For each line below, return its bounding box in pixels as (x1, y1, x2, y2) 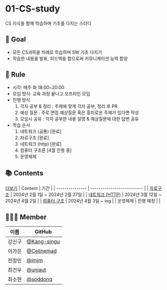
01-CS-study (5, 3, 60, 15)
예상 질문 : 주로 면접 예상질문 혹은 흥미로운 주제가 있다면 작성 (20, 109, 139, 116)
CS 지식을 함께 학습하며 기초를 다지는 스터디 (5, 20, 92, 26)
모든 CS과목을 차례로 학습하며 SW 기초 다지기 (12, 49, 102, 55)
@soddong (27, 276, 53, 283)
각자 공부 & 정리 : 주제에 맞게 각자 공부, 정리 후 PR (20, 103, 118, 109)
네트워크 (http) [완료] (20, 141, 62, 147)
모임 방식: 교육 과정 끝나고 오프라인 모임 (12, 90, 90, 96)
